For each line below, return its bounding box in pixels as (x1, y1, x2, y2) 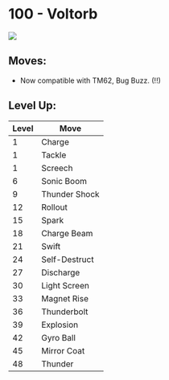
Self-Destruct (41, 254, 94, 265)
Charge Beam (41, 227, 93, 239)
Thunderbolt (41, 306, 89, 317)
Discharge (41, 267, 80, 278)
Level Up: (8, 99, 57, 112)
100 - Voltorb (8, 5, 98, 23)
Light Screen (41, 280, 90, 291)
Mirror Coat (41, 345, 85, 356)
